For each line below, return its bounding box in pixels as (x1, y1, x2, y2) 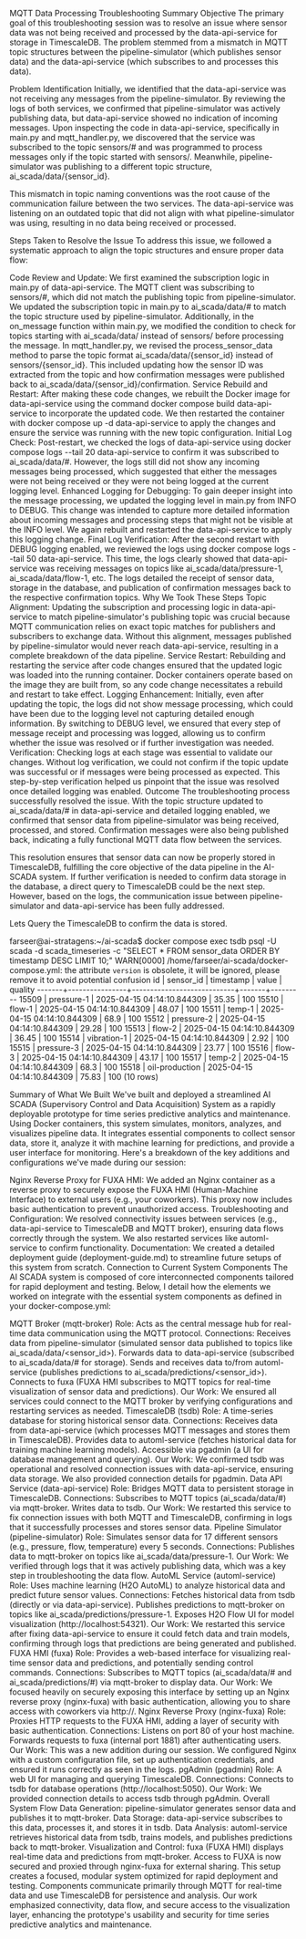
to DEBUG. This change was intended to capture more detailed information (9, 505, 290, 515)
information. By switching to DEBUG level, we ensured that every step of (9, 718, 281, 729)
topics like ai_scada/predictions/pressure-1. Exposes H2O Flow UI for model (9, 1609, 294, 1620)
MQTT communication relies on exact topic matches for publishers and (9, 621, 276, 632)
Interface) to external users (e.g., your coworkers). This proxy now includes (9, 1194, 293, 1205)
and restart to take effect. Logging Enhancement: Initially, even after (9, 689, 264, 700)
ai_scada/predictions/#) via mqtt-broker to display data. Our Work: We (9, 1677, 273, 1687)
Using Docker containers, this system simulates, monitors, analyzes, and (9, 1118, 282, 1129)
